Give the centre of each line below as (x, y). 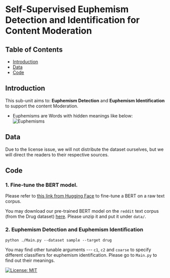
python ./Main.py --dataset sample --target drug (59, 240)
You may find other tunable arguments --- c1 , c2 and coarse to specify (78, 250)
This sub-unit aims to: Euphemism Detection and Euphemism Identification (85, 100)
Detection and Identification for (73, 20)
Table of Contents (34, 49)
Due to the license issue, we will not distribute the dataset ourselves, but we (84, 149)
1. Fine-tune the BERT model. (41, 185)
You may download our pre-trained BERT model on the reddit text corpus (82, 211)
